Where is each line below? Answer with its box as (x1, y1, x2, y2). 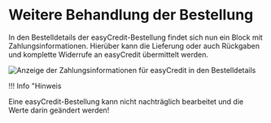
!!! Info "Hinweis (8, 81, 62, 91)
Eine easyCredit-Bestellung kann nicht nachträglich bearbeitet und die (8, 96, 244, 106)
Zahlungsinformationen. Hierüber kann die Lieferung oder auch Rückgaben (8, 40, 260, 50)
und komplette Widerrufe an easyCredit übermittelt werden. (8, 49, 209, 59)
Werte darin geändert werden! (8, 105, 110, 115)
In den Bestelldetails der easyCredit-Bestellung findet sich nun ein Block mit (8, 32, 263, 42)
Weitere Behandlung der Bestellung (8, 6, 254, 24)
